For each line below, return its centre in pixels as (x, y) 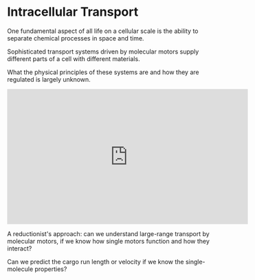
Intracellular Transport (73, 12)
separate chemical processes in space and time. (76, 38)
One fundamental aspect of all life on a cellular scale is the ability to (103, 31)
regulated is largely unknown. (49, 79)
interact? (20, 248)
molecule (20, 269)
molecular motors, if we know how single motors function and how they (108, 241)
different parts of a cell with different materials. (74, 58)
